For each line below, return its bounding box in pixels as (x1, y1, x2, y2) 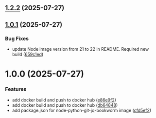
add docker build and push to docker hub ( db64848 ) (12, 102, 118, 108)
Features (5, 86, 27, 93)
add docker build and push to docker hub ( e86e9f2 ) (12, 97, 117, 103)
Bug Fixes (5, 35, 29, 42)
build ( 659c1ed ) (12, 51, 44, 58)
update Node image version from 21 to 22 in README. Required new (12, 46, 149, 52)
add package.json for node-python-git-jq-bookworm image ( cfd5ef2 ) (12, 107, 152, 113)
